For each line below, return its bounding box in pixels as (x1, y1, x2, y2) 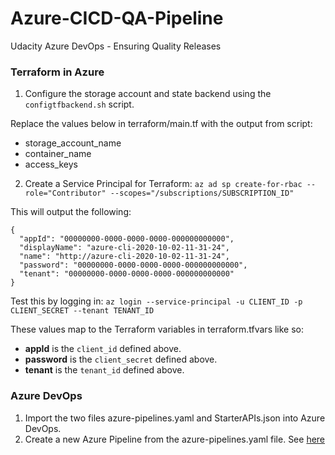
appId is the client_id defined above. (24, 343, 182, 355)
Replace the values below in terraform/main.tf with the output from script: (10, 118, 313, 130)
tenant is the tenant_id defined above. (24, 364, 185, 376)
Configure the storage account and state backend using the (24, 88, 272, 100)
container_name (24, 148, 92, 160)
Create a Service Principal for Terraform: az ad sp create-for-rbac (24, 178, 303, 190)
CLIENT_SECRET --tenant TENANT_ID (10, 306, 155, 316)
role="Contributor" (24, 188, 107, 199)
